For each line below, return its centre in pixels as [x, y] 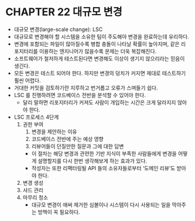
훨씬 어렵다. [28, 80]
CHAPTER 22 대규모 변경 [64, 12]
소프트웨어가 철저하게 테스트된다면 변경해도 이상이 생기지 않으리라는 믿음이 [99, 58]
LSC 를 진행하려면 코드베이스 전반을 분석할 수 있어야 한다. [80, 95]
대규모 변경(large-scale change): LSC [58, 29]
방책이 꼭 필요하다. [59, 212]
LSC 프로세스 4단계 [36, 117]
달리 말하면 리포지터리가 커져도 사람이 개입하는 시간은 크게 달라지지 [99, 102]
